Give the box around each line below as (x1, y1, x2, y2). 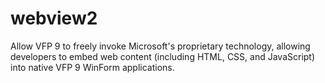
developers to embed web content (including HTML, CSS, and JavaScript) (10, 50, 316, 62)
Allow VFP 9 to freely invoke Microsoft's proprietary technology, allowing (10, 40, 311, 52)
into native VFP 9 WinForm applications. (10, 61, 175, 73)
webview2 (10, 7, 98, 30)
